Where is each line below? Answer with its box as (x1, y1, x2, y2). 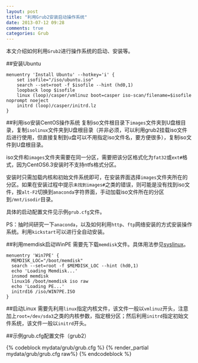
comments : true (6, 25, 44, 31)
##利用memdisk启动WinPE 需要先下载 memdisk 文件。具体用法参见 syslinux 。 (6, 241, 189, 248)
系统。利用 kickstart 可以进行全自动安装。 (6, 228, 108, 236)
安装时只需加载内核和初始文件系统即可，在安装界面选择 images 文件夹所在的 (6, 174, 188, 181)
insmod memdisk (11, 273, 49, 279)
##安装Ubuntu (6, 60, 41, 67)
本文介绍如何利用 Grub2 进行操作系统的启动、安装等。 (6, 48, 134, 55)
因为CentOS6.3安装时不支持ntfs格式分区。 (16, 161, 120, 168)
